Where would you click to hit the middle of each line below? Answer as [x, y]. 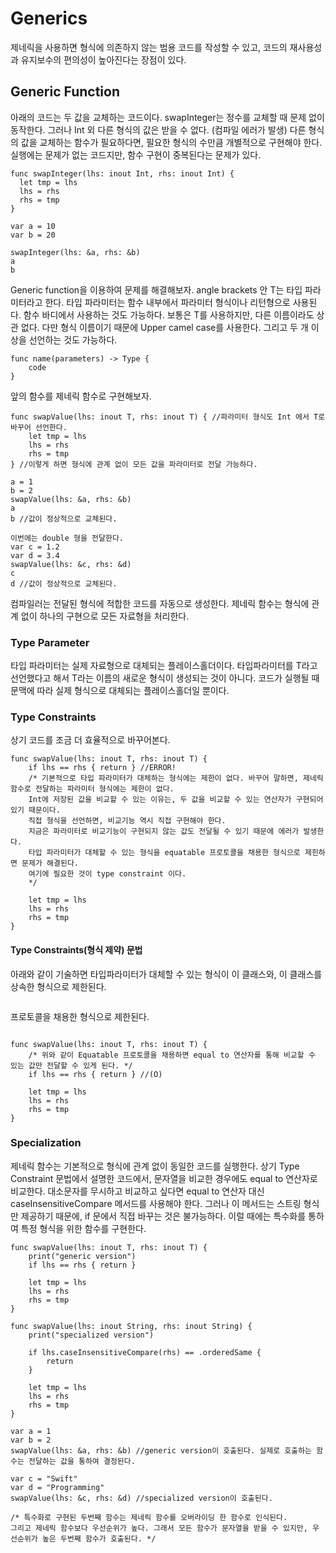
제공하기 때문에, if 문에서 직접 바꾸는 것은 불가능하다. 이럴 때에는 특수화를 [163, 1216]
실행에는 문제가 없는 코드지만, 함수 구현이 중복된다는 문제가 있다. [136, 154]
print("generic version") [82, 1256]
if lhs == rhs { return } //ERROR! [102, 768]
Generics [49, 18]
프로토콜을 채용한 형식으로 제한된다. [80, 1016]
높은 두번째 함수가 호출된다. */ [99, 1538]
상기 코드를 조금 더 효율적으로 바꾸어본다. [90, 740]
